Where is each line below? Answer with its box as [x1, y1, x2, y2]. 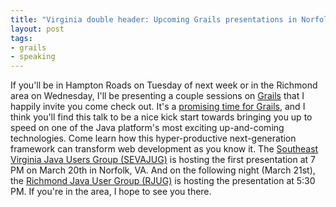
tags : [10, 33, 33, 43]
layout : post [10, 24, 65, 34]
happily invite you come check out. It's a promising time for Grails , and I [10, 101, 306, 113]
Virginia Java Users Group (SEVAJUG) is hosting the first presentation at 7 [10, 154, 317, 166]
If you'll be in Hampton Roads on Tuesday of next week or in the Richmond [10, 79, 318, 91]
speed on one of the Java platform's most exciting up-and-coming [10, 122, 285, 134]
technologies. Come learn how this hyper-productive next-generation [10, 132, 297, 145]
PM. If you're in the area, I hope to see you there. [10, 186, 212, 198]
